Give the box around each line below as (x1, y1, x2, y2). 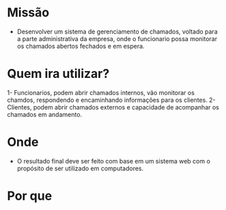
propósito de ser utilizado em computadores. (16, 164, 144, 172)
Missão (7, 5, 50, 21)
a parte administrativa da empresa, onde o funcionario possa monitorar (16, 34, 217, 42)
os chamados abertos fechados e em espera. (16, 42, 145, 50)
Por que (7, 188, 53, 203)
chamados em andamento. (7, 110, 83, 118)
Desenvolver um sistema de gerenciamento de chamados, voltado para (16, 27, 218, 36)
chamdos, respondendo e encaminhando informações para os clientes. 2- (7, 96, 216, 104)
